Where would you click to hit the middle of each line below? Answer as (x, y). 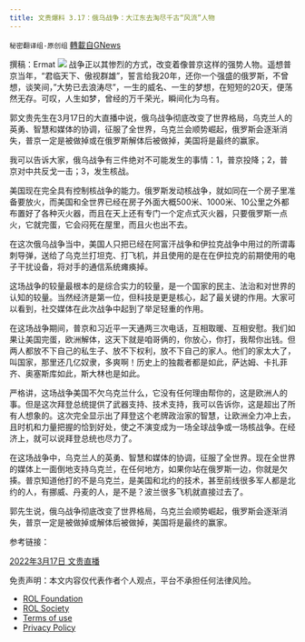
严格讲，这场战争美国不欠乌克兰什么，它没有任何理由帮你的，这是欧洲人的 (148, 393)
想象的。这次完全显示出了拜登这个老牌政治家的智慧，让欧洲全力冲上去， (160, 416)
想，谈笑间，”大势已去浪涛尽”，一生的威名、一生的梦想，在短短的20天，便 (147, 86)
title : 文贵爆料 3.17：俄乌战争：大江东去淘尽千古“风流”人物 (112, 18)
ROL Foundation (53, 598)
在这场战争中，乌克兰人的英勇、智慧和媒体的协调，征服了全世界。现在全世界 (152, 457)
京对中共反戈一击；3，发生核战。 (72, 171)
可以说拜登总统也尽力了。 (89, 438)
